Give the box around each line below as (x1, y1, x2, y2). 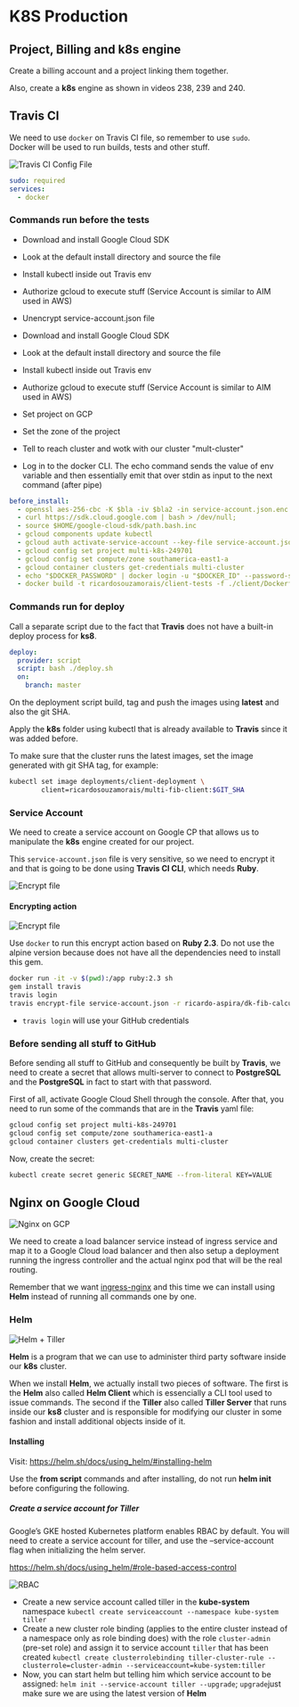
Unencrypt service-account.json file (21, 312, 156, 323)
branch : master (25, 680, 82, 690)
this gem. (9, 957, 44, 968)
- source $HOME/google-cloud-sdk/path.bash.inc (17, 522, 198, 531)
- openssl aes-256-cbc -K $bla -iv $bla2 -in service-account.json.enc (17, 505, 289, 514)
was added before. (9, 733, 78, 744)
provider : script (17, 656, 82, 665)
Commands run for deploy (9, 600, 125, 613)
